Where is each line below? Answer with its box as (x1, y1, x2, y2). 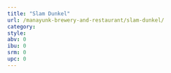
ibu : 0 (7, 42, 27, 49)
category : (7, 23, 36, 30)
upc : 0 (7, 56, 27, 63)
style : (7, 29, 27, 37)
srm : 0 (7, 49, 27, 56)
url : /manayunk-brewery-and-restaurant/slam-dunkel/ (7, 17, 165, 24)
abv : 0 (7, 36, 27, 43)
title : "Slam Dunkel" (7, 10, 71, 17)
